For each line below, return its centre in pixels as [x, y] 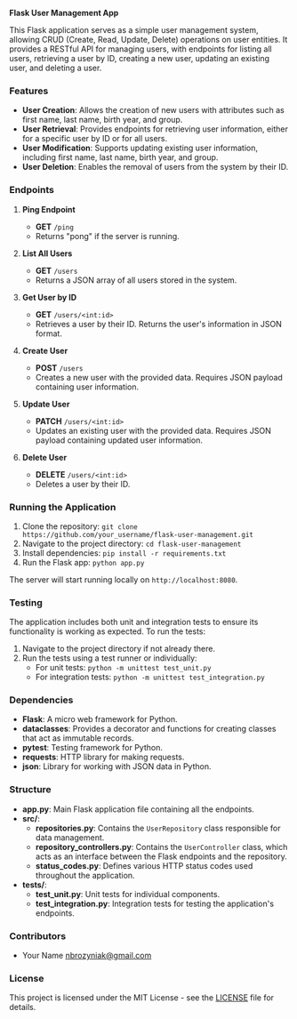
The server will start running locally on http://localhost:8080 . [124, 579]
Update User [46, 404]
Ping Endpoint [48, 209]
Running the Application [63, 507]
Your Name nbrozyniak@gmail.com [87, 956]
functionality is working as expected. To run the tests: [108, 631]
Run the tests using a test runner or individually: [109, 658]
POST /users [59, 367]
